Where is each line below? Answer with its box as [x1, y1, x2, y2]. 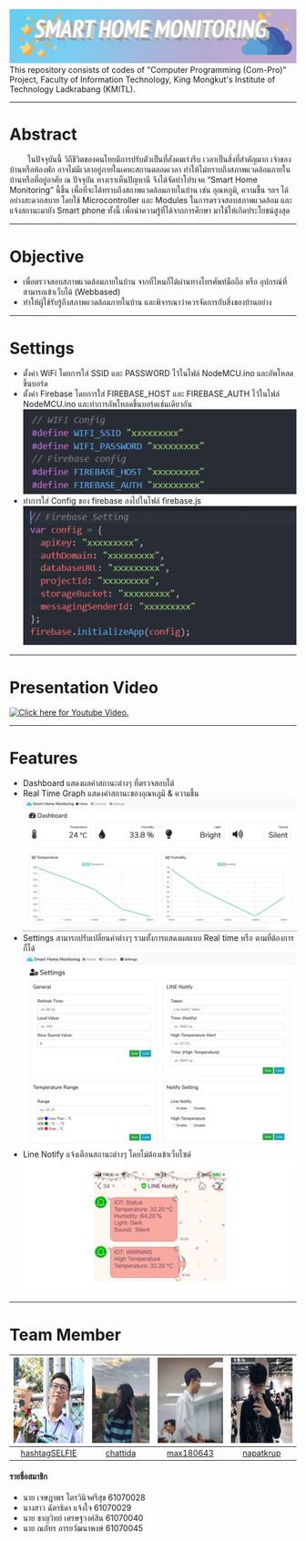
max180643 [167, 1448, 214, 1458]
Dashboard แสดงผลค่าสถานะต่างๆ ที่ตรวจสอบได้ [22, 778, 175, 789]
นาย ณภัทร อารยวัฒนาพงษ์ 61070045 [22, 1522, 144, 1534]
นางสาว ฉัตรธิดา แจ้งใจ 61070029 [22, 1502, 132, 1513]
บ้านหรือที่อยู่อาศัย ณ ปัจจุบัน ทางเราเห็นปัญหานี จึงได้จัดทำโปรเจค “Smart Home [9, 174, 258, 186]
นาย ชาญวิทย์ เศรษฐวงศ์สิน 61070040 [22, 1512, 144, 1523]
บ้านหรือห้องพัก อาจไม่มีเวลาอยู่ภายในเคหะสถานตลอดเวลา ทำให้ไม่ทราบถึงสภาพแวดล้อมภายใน [9, 164, 291, 175]
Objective [9, 246, 85, 267]
